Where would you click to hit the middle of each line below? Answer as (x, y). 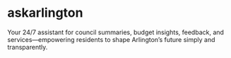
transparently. (28, 47)
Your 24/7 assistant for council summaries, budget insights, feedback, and (116, 32)
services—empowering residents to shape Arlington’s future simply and (111, 39)
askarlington (45, 13)
